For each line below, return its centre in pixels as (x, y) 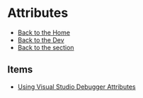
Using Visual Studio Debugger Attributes (76, 87)
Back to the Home (44, 32)
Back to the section (46, 47)
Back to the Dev (41, 39)
